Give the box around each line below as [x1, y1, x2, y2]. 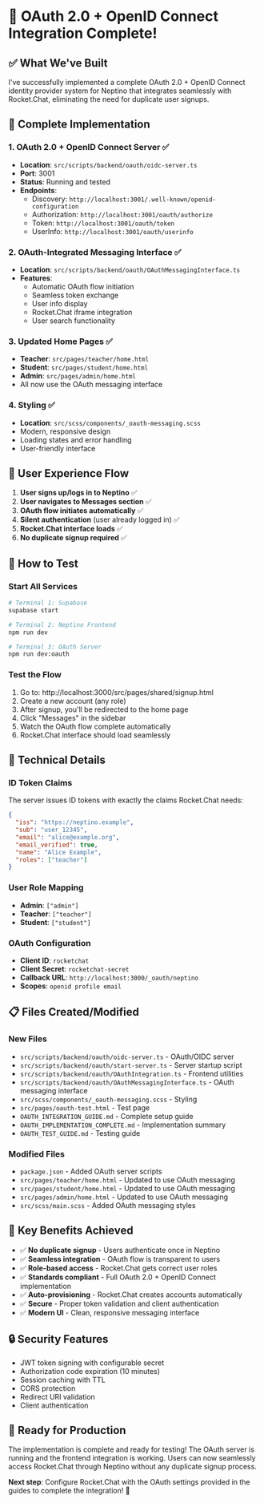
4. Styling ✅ [8, 400, 56, 411]
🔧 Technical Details [8, 754, 106, 767]
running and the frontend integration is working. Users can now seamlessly [8, 1453, 256, 1463]
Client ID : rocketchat [19, 956, 90, 965]
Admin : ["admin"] [19, 900, 79, 910]
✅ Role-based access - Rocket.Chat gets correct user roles [19, 1263, 218, 1273]
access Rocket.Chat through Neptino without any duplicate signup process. [8, 1462, 258, 1472]
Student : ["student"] [19, 917, 91, 927]
